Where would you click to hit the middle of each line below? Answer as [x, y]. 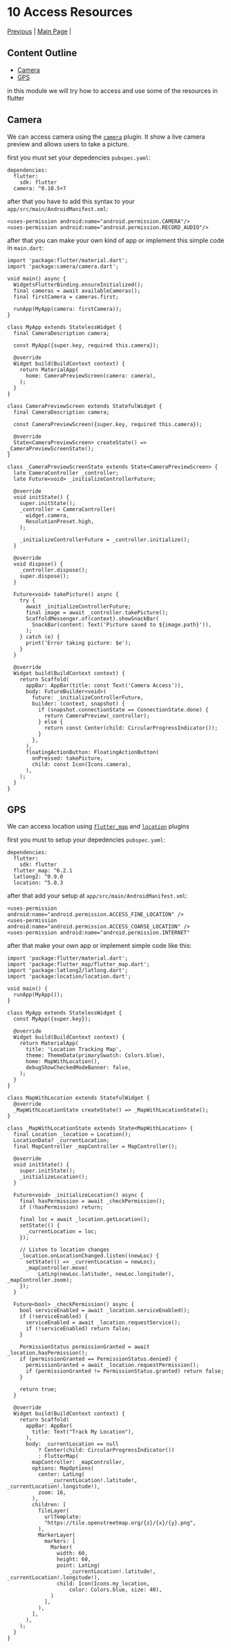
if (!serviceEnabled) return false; [78, 1329]
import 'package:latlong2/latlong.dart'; [68, 971]
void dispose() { [38, 564]
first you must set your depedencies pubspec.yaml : [79, 158]
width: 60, [72, 1554]
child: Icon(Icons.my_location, [103, 1584]
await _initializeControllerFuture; [78, 606]
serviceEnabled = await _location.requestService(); [103, 1323]
